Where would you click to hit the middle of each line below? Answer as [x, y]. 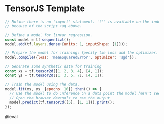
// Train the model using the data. [42, 84]
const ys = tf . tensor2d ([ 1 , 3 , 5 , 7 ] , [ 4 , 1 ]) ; [54, 75]
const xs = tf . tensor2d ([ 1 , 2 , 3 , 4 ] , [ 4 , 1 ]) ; [54, 71]
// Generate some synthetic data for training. [54, 67]
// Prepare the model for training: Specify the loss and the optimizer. [82, 53]
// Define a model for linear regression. [49, 35]
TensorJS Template [45, 9]
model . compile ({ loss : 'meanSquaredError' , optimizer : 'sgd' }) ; [71, 58]
